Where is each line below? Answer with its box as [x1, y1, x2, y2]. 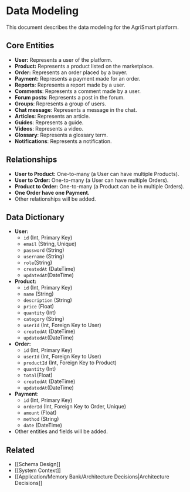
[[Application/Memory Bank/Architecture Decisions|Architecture [14, 473, 169, 480]
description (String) [23, 297, 72, 304]
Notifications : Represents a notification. [14, 137, 113, 145]
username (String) [23, 253, 65, 260]
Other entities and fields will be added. [14, 428, 108, 435]
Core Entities [6, 41, 55, 51]
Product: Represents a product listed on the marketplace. [14, 62, 154, 69]
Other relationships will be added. [14, 195, 96, 202]
